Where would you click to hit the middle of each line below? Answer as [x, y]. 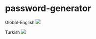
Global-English [20, 22]
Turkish [13, 32]
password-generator [48, 8]
